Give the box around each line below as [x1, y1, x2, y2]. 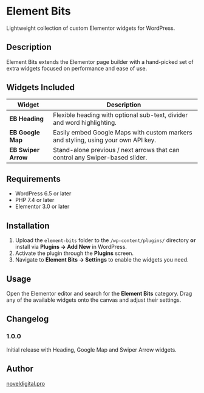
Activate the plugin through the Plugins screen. [15, 249, 134, 257]
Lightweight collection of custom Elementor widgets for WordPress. [6, 24, 175, 32]
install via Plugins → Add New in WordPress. [15, 243, 127, 251]
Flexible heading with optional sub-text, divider [53, 111, 188, 119]
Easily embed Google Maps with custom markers [53, 128, 192, 136]
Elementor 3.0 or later [15, 203, 70, 210]
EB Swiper [9, 145, 40, 154]
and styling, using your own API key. [53, 136, 157, 144]
